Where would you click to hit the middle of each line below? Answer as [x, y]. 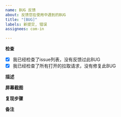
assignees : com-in [25, 29]
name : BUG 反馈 [21, 10]
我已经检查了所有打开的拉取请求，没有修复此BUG [64, 66]
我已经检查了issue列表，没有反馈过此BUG [56, 60]
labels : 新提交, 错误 [26, 24]
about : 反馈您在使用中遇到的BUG [36, 15]
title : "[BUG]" [21, 19]
